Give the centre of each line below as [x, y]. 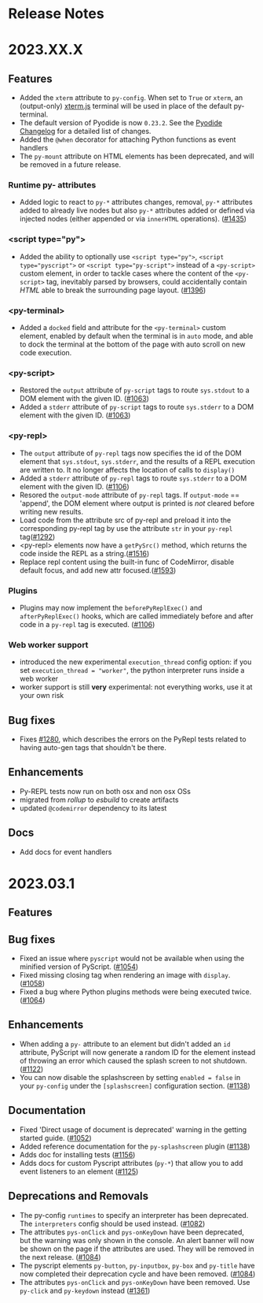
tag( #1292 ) [37, 536]
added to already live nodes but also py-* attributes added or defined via [137, 210]
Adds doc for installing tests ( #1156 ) [77, 1154]
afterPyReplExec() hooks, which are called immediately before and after [136, 616]
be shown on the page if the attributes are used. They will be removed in [137, 1249]
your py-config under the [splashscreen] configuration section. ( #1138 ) [135, 1086]
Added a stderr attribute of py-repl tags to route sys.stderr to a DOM [133, 478]
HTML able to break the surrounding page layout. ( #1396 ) [113, 290]
